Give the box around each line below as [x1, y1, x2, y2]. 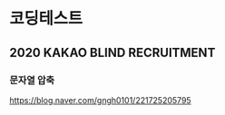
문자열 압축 [9, 73, 55, 86]
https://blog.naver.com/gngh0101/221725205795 [9, 94, 192, 105]
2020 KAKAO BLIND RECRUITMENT [9, 44, 216, 60]
